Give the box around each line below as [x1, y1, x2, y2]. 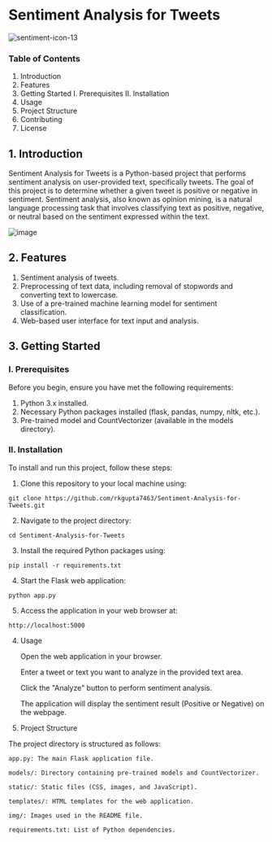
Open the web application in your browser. [19, 651, 162, 661]
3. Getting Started [8, 339, 101, 353]
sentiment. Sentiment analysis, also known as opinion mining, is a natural [8, 194, 253, 204]
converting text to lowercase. [19, 290, 119, 299]
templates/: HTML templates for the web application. [8, 797, 195, 805]
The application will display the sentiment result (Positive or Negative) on [19, 698, 265, 709]
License [19, 124, 47, 133]
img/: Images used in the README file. [8, 811, 144, 819]
